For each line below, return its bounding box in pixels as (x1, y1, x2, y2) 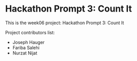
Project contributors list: (5, 29, 55, 35)
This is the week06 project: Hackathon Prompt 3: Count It (5, 20, 124, 26)
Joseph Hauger (12, 39, 45, 45)
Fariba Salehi (12, 44, 40, 50)
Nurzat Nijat (12, 50, 38, 56)
